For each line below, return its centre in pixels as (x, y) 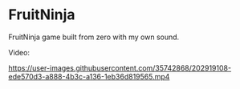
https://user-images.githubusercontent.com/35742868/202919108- (120, 68)
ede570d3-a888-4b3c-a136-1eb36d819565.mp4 (89, 76)
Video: (19, 52)
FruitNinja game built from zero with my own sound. (94, 37)
